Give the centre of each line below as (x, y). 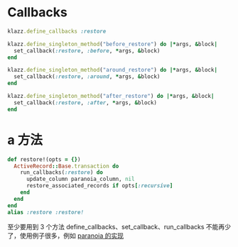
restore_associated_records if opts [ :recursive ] (99, 186)
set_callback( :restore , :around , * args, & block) (87, 77)
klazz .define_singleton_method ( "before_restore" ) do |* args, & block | (113, 44)
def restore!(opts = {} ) (44, 159)
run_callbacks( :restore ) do (61, 172)
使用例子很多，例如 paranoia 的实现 (72, 236)
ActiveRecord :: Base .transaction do (66, 166)
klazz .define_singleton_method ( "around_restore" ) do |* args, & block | (113, 70)
